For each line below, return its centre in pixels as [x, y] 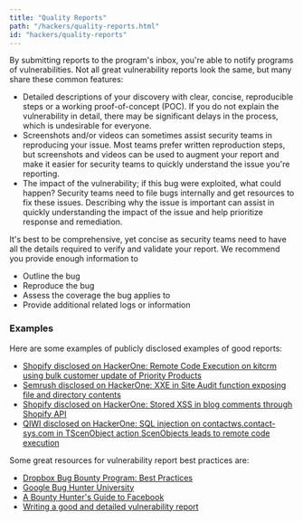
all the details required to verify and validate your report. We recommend [145, 249]
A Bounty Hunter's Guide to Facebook [93, 497]
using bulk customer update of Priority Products [112, 375]
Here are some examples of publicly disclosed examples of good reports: [146, 348]
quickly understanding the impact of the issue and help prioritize [143, 213]
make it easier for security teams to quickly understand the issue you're [156, 165]
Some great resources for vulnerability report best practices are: [129, 460]
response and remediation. [72, 222]
